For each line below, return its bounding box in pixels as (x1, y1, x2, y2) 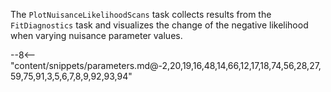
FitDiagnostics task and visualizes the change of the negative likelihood (10, 19, 309, 31)
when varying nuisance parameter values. (10, 30, 183, 41)
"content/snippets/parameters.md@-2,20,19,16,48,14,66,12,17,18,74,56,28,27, (10, 60, 322, 71)
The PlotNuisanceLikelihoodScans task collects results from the (10, 9, 272, 20)
